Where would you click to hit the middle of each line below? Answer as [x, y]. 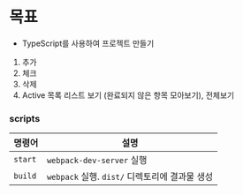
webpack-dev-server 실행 [97, 161]
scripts [25, 118]
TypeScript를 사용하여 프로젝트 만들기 [88, 43]
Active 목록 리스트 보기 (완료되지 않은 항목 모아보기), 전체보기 [128, 95]
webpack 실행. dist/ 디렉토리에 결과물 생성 [130, 176]
